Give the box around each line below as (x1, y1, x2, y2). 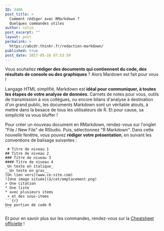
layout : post (5, 35, 32, 40)
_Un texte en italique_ (5, 164, 54, 169)
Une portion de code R (5, 203, 51, 207)
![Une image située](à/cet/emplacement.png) (5, 177, 97, 182)
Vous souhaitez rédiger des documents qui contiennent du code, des (5, 66, 147, 72)
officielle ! (5, 221, 25, 227)
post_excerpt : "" (5, 30, 41, 35)
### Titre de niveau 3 (5, 155, 51, 160)
